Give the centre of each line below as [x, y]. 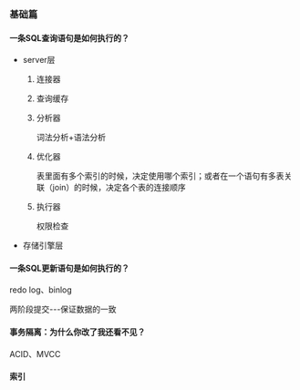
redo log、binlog [41, 290]
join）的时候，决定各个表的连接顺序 [119, 188]
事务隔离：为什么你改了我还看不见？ [78, 332]
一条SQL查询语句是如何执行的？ [69, 37]
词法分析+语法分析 [71, 138]
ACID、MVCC [35, 354]
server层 [39, 60]
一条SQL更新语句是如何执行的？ [69, 268]
